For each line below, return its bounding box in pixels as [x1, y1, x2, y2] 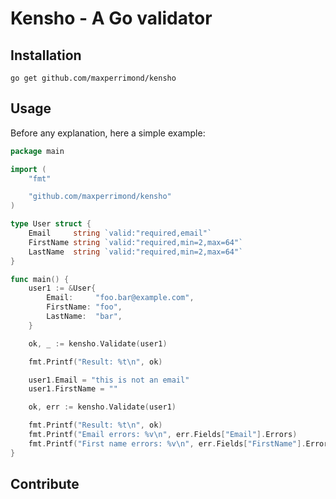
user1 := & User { [28, 283, 97, 294]
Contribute [10, 476, 80, 493]
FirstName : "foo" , [46, 302, 123, 312]
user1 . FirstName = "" [28, 384, 118, 394]
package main [10, 146, 65, 156]
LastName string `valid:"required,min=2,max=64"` [28, 247, 244, 257]
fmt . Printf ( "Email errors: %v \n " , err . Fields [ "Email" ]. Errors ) [28, 430, 298, 440]
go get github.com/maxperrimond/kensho [10, 73, 177, 83]
